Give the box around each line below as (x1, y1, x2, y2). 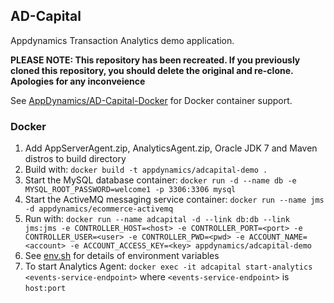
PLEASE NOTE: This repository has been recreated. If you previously (10, 54, 301, 66)
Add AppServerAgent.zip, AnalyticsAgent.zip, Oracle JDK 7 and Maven (24, 142, 318, 154)
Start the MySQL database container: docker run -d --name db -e (24, 174, 297, 186)
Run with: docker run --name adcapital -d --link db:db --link (24, 213, 290, 225)
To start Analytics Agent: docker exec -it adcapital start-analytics (24, 260, 313, 273)
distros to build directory (24, 153, 127, 165)
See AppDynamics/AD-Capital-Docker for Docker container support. (10, 94, 293, 106)
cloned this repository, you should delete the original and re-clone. (10, 64, 294, 76)
